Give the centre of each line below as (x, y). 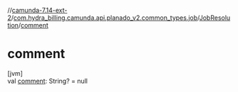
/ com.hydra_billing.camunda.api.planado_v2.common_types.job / (105, 18)
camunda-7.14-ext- (40, 10)
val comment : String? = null (47, 81)
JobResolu (215, 18)
